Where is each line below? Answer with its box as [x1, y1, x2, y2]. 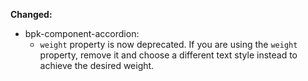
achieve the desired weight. [39, 60, 155, 71]
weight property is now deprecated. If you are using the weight [39, 39, 298, 50]
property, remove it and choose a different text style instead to [39, 49, 298, 61]
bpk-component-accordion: [24, 28, 140, 39]
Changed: [10, 9, 53, 20]
